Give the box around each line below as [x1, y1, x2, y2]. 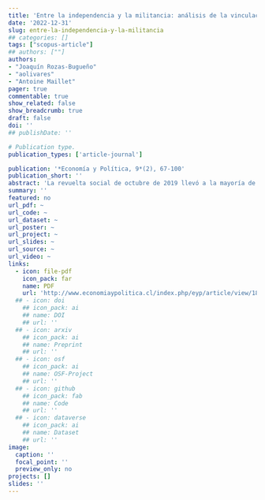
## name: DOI [22, 312, 65, 319]
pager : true [8, 84, 47, 93]
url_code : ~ [8, 208, 47, 217]
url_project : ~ [8, 230, 58, 239]
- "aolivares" [8, 70, 55, 78]
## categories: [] [8, 33, 69, 42]
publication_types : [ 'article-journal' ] [8, 151, 144, 159]
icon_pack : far [22, 274, 73, 282]
